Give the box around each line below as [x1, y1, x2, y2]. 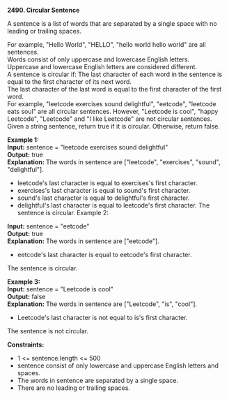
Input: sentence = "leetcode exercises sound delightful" [7, 143, 168, 151]
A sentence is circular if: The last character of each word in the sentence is [7, 70, 223, 78]
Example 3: [7, 277, 40, 286]
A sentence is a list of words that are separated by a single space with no [7, 20, 217, 27]
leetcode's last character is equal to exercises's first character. [17, 179, 198, 187]
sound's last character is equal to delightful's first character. [17, 194, 190, 202]
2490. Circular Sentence [7, 6, 80, 14]
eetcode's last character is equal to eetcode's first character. [17, 251, 193, 259]
